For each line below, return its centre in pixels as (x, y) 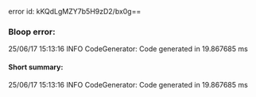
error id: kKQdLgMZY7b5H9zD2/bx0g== (75, 11)
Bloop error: (32, 32)
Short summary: (36, 67)
